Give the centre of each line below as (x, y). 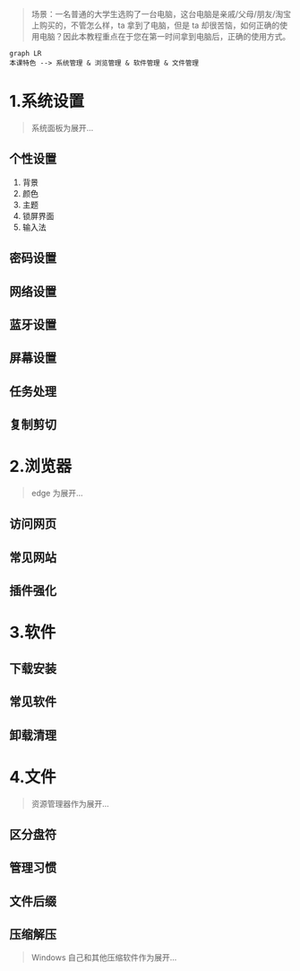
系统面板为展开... (62, 127)
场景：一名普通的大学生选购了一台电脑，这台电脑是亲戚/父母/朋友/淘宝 (161, 14)
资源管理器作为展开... (70, 803)
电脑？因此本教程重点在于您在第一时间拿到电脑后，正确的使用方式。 (165, 36)
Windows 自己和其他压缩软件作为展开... (104, 958)
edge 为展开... (57, 494)
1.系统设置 (47, 101)
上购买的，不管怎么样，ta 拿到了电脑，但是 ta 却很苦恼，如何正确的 (155, 25)
